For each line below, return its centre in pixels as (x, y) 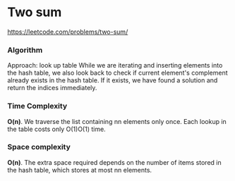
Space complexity (39, 147)
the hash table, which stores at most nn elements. (80, 170)
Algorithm (25, 50)
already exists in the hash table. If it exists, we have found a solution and (113, 80)
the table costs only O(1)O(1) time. (56, 129)
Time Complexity (37, 106)
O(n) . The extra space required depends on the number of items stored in (114, 162)
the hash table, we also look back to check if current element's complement (117, 73)
